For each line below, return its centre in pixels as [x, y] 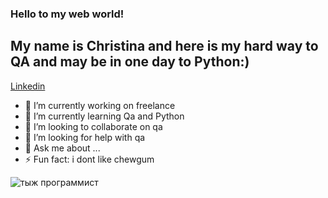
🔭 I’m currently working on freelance [100, 105]
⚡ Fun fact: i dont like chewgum [89, 159]
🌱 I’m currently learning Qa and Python [104, 116]
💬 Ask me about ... [62, 148]
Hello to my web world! [67, 14]
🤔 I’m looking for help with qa [85, 137]
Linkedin [28, 86]
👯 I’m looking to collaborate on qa [93, 126]
